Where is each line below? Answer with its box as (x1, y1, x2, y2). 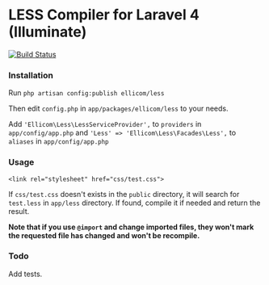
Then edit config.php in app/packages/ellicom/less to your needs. (8, 103, 229, 114)
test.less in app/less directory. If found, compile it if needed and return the (8, 198, 261, 207)
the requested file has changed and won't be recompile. (8, 230, 200, 240)
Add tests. (8, 269, 43, 279)
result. (8, 206, 30, 216)
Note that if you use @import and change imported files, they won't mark (8, 222, 254, 232)
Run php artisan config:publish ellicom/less (8, 88, 165, 98)
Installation (8, 69, 54, 81)
